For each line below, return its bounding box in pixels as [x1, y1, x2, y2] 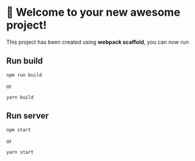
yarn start [6, 149, 34, 155]
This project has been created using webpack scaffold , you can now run [6, 38, 190, 45]
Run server [6, 111, 49, 121]
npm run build [6, 72, 43, 78]
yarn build [6, 94, 34, 100]
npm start [6, 126, 32, 133]
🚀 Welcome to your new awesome [6, 5, 180, 19]
